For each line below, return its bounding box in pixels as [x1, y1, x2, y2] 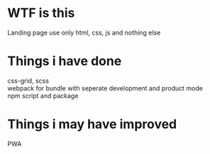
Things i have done [7, 53, 122, 69]
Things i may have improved [7, 117, 177, 132]
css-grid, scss [7, 76, 50, 85]
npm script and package [7, 91, 79, 100]
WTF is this [7, 5, 75, 21]
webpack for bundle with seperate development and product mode [7, 83, 204, 93]
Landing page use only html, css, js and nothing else [7, 28, 161, 37]
